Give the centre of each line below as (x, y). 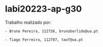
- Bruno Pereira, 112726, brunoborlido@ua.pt (51, 31)
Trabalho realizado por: (28, 22)
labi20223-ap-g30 (44, 9)
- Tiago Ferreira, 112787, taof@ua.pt (44, 40)
